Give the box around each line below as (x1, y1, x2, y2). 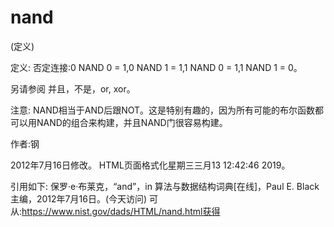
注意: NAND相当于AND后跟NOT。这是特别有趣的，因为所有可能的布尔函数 (10, 104, 316, 116)
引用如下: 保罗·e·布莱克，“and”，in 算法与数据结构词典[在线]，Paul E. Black (10, 180, 320, 192)
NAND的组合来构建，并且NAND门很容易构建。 (36, 116, 228, 128)
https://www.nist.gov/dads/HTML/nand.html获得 (21, 205, 221, 217)
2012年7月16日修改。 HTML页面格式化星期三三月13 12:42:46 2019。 (10, 159, 291, 171)
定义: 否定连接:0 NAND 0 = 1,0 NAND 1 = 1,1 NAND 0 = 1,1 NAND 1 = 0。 (10, 61, 303, 73)
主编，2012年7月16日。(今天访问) (10, 192, 148, 205)
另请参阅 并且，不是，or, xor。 (10, 82, 136, 95)
